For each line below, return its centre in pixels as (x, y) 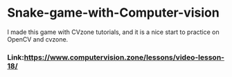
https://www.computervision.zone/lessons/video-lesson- (124, 57)
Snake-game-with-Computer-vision (113, 13)
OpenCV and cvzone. (38, 39)
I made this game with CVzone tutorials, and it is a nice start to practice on (113, 32)
